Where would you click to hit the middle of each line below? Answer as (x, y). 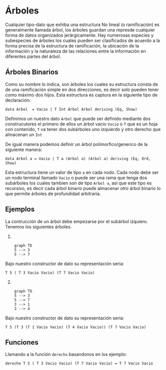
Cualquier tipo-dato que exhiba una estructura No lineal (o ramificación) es (82, 24)
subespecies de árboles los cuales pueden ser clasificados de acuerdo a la (82, 40)
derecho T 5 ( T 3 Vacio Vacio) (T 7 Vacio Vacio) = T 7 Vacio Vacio (79, 363)
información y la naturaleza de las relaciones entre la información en (75, 51)
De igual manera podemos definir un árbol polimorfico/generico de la (76, 144)
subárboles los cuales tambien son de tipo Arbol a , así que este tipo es (78, 183)
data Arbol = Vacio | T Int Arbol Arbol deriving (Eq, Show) (71, 109)
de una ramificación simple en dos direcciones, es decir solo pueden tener (82, 89)
